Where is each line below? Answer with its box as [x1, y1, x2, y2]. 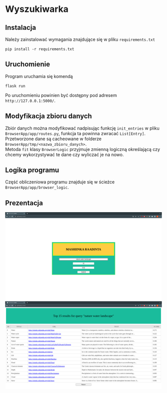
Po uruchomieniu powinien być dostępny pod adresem [5, 92, 117, 98]
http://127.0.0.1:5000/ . [5, 97, 56, 103]
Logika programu [5, 166, 60, 174]
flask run [5, 83, 26, 88]
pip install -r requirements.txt [5, 47, 75, 52]
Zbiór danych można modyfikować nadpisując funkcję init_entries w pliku [5, 125, 160, 131]
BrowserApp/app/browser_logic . [5, 184, 69, 190]
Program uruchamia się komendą [5, 73, 73, 79]
